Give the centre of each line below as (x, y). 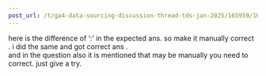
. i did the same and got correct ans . (68, 46)
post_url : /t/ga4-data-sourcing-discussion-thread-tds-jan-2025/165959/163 (136, 15)
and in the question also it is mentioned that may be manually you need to (128, 55)
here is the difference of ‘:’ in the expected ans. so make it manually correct (131, 38)
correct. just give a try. (45, 63)
